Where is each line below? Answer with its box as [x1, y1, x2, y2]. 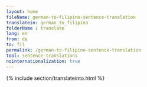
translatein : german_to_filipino [6, 20, 89, 25]
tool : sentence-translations [6, 53, 78, 59]
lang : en [6, 31, 28, 37]
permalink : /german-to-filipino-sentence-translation [6, 47, 142, 53]
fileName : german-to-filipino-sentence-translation [6, 14, 136, 20]
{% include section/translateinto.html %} [6, 75, 105, 82]
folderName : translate [6, 25, 65, 31]
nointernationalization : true [6, 58, 81, 64]
